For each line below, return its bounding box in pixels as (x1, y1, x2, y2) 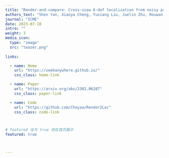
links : (5, 54, 19, 59)
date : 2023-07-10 (5, 21, 42, 27)
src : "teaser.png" (10, 45, 49, 50)
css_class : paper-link (14, 91, 62, 96)
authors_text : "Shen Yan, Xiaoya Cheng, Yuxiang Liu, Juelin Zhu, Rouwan (5, 12, 163, 17)
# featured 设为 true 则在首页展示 (5, 127, 74, 132)
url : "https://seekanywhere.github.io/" (14, 68, 100, 73)
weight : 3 (5, 31, 26, 36)
